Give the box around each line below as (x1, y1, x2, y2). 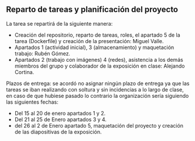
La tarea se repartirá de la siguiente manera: (6, 20, 113, 27)
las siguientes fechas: (6, 98, 59, 105)
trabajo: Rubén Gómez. (14, 50, 70, 57)
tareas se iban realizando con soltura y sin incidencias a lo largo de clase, (6, 86, 184, 93)
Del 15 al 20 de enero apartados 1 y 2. (14, 110, 106, 117)
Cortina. (14, 68, 35, 75)
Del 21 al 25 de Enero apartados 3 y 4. (14, 116, 107, 123)
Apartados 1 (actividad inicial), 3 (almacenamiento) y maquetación (14, 44, 175, 51)
